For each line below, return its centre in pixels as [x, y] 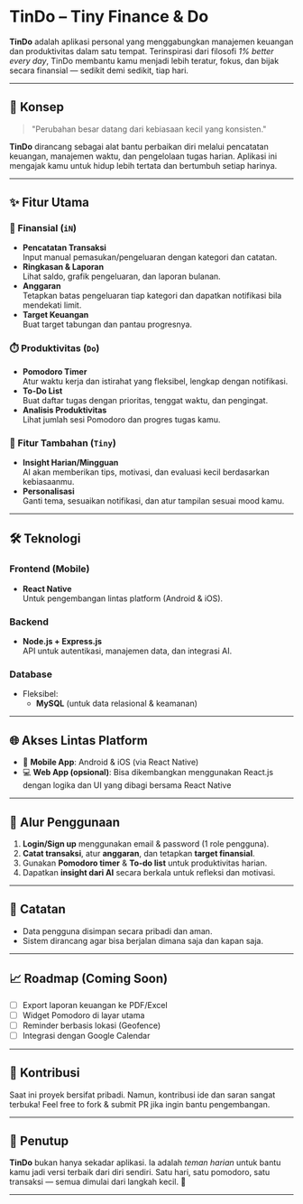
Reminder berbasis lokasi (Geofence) [91, 1025]
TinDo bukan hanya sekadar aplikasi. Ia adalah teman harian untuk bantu [145, 1162]
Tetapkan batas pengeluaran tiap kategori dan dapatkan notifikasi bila [152, 296]
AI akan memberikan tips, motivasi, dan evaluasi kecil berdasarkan [146, 472]
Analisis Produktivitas [64, 410]
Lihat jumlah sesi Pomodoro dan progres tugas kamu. [121, 419]
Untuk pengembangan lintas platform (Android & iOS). [123, 598]
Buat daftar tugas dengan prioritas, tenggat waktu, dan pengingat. [145, 400]
